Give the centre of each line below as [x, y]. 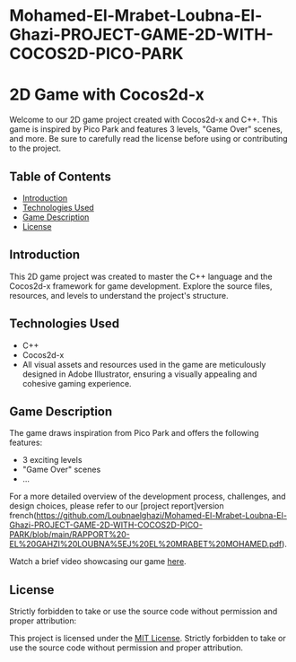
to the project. [35, 148]
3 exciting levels [52, 460]
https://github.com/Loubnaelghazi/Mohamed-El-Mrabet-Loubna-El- [161, 516]
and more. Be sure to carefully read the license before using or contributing [149, 139]
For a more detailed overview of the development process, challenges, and [148, 496]
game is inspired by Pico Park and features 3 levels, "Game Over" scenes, [146, 129]
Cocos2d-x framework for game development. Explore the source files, [141, 286]
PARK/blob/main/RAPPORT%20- [70, 535]
